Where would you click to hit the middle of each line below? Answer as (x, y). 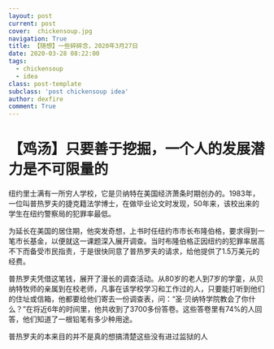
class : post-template (45, 84)
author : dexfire (36, 99)
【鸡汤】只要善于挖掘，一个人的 (115, 149)
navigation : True (38, 39)
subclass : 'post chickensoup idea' (69, 91)
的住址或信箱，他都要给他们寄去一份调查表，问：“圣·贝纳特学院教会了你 (129, 299)
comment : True (33, 106)
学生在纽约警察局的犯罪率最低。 (62, 214)
